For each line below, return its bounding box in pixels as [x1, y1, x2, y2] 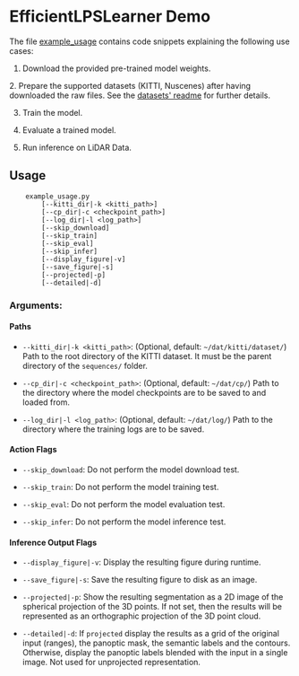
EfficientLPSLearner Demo [9, 6, 211, 27]
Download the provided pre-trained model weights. [21, 63, 211, 74]
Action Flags [9, 444, 57, 455]
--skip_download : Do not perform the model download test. [21, 464, 240, 475]
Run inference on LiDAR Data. [21, 142, 132, 153]
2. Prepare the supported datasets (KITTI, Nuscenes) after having [9, 80, 252, 91]
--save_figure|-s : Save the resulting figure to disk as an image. [21, 575, 258, 585]
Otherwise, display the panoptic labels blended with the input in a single [21, 647, 288, 658]
